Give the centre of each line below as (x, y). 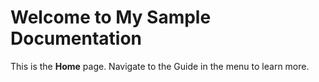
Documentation (76, 38)
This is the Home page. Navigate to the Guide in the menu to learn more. (160, 66)
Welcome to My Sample (111, 17)
